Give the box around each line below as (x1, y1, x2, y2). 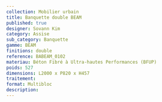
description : (6, 87, 39, 93)
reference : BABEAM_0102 (6, 53, 66, 59)
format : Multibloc (6, 82, 52, 88)
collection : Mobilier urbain (6, 8, 79, 15)
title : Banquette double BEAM (6, 14, 82, 20)
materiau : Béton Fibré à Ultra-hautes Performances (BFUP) (6, 59, 157, 65)
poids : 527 (6, 64, 34, 71)
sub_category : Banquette (6, 37, 68, 43)
